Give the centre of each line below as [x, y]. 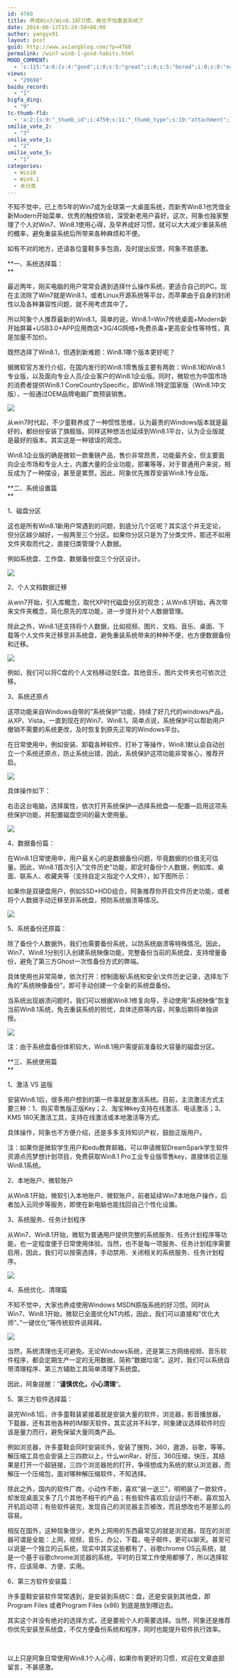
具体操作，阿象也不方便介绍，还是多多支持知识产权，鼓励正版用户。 [107, 1133]
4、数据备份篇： [31, 843]
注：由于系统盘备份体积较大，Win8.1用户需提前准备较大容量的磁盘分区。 [113, 1047]
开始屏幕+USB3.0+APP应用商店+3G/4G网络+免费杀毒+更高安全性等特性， [116, 328]
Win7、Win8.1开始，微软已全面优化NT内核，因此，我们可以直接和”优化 [110, 1314]
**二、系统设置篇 [33, 488]
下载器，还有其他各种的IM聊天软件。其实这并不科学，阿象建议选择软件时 [113, 1423]
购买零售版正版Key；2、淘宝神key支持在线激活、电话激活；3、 [133, 1108]
